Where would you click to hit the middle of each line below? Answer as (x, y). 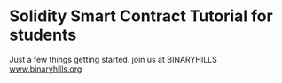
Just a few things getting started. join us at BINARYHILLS (113, 59)
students (43, 35)
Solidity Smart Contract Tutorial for (141, 16)
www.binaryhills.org (46, 69)
